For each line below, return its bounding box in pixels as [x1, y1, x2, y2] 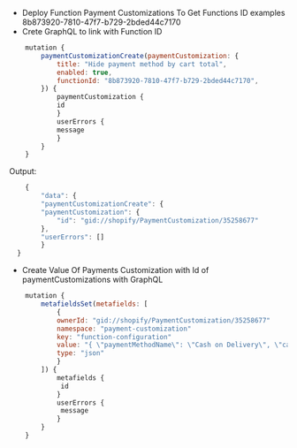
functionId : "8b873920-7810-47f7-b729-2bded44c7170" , [56, 76, 259, 85]
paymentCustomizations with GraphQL [21, 274, 164, 285]
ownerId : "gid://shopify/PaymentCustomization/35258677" [56, 315, 271, 325]
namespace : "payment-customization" [56, 324, 192, 333]
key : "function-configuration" [56, 332, 172, 341]
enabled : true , [56, 68, 113, 77]
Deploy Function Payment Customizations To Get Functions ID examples [21, 8, 286, 18]
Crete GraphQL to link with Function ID [21, 27, 163, 36]
